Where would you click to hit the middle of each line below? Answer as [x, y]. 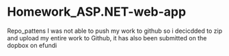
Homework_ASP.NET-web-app [97, 12]
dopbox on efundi [32, 45]
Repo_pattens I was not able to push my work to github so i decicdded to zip [115, 31]
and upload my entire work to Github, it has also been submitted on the [107, 38]
